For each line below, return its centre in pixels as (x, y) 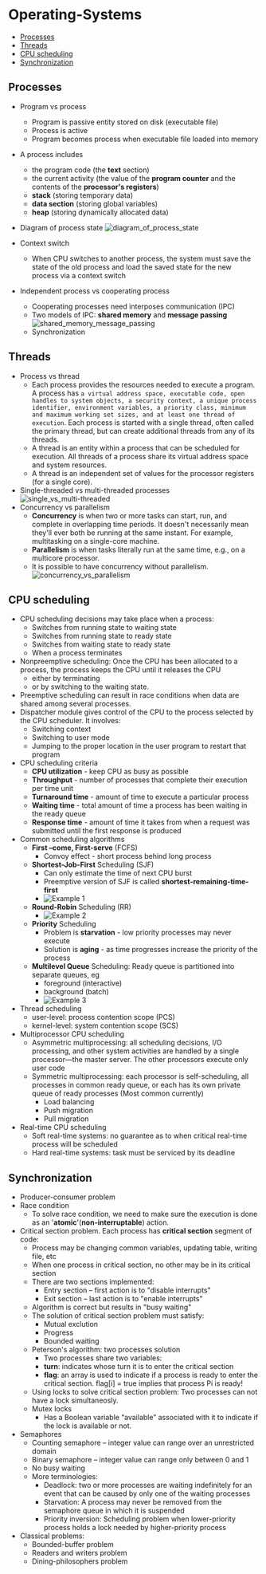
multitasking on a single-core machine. (96, 541)
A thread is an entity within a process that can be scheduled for (136, 447)
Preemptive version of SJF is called (102, 882)
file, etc (44, 1257)
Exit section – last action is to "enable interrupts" (123, 1299)
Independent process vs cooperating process (94, 291)
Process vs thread (49, 376)
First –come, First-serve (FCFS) (84, 848)
